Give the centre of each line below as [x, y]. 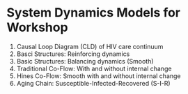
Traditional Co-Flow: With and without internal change [94, 68]
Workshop [37, 27]
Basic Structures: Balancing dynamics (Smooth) [85, 61]
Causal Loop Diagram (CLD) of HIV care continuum [90, 46]
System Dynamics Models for [94, 13]
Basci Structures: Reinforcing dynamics [73, 54]
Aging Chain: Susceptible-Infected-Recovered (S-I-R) [94, 83]
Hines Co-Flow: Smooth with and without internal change [99, 76]
